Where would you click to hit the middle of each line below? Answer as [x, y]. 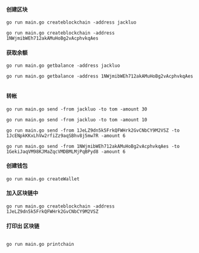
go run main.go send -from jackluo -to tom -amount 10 [77, 120]
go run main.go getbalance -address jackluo [63, 66]
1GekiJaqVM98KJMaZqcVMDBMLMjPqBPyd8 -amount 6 [66, 152]
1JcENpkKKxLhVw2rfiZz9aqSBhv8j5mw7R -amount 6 [66, 136]
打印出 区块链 [23, 226]
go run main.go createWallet [43, 179]
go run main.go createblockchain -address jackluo [71, 22]
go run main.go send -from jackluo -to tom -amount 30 [77, 109]
